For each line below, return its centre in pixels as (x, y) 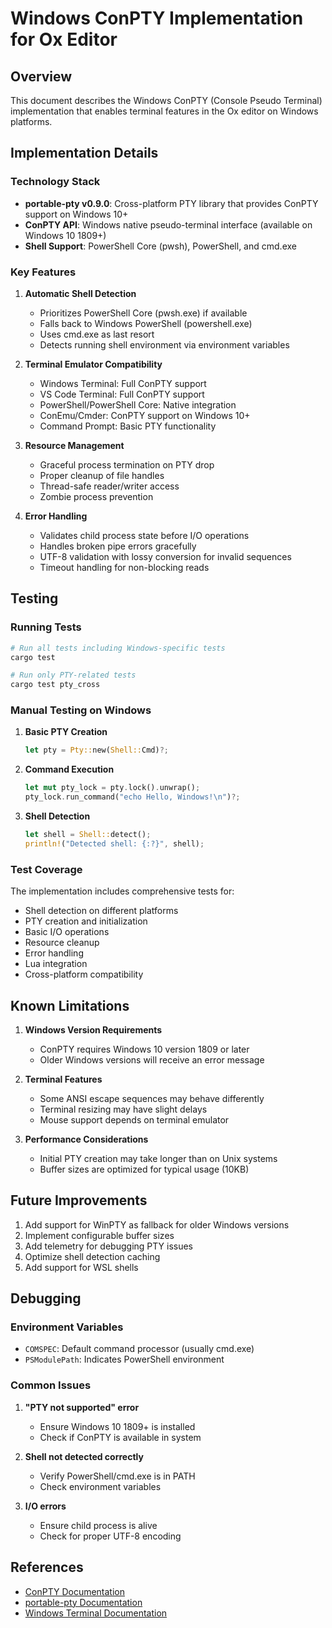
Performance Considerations (86, 1139)
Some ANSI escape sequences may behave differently (152, 1098)
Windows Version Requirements (93, 1029)
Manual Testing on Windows (81, 710)
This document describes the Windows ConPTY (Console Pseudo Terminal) (166, 100)
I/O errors (45, 1506)
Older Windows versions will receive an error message (152, 1059)
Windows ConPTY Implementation (157, 18)
